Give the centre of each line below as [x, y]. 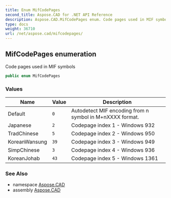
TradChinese [23, 133]
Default [17, 114]
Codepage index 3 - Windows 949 [113, 142]
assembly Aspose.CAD [37, 190]
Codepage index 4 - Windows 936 [113, 150]
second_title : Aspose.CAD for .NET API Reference [59, 15]
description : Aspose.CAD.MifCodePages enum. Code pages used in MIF [79, 19]
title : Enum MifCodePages [33, 10]
